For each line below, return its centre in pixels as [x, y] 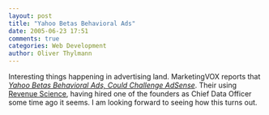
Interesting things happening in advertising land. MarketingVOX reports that [134, 77]
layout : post [30, 16]
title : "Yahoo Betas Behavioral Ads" [72, 23]
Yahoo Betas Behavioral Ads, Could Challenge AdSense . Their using [123, 85]
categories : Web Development [58, 46]
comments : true [34, 38]
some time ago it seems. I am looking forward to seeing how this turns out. [133, 102]
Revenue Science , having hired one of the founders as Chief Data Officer [130, 94]
